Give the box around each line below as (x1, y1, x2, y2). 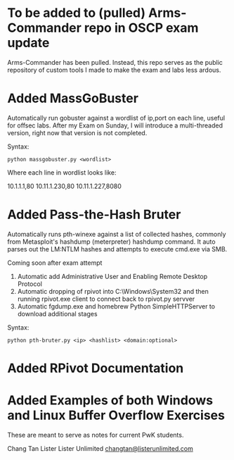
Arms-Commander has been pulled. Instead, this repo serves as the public (7, 58, 223, 66)
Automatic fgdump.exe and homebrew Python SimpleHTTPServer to (17, 302, 216, 311)
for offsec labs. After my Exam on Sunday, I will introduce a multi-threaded (7, 121, 223, 130)
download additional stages (17, 309, 98, 318)
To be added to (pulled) (7, 5, 146, 21)
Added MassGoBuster (7, 90, 139, 106)
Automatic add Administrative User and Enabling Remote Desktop (17, 272, 208, 280)
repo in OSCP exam (84, 20, 199, 36)
